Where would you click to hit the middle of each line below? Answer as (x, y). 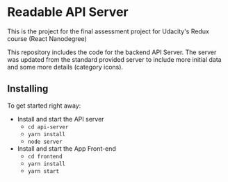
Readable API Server (68, 12)
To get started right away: (44, 106)
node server (45, 142)
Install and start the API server (60, 119)
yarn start (43, 171)
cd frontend (45, 156)
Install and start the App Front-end (67, 148)
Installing (28, 89)
